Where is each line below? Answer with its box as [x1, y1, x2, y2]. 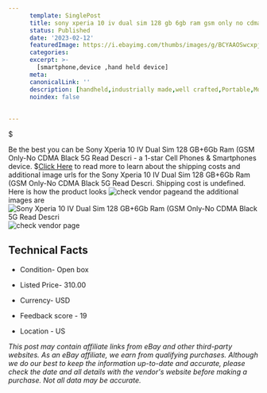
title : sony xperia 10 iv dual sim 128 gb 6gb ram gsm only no [29, 19, 244, 27]
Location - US [19, 326, 66, 336]
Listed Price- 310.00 [19, 279, 87, 290]
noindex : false [29, 93, 80, 101]
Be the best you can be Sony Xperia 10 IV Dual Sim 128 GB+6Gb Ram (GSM [8, 144, 255, 154]
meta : [29, 71, 48, 79]
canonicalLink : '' [29, 78, 91, 86]
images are [8, 195, 45, 205]
